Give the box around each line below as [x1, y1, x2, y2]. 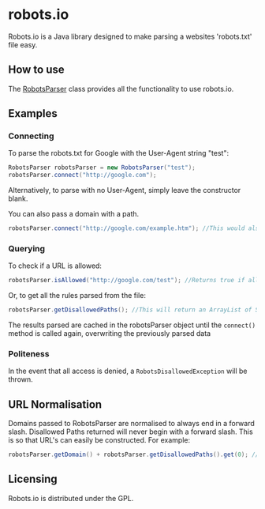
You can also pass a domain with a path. [8, 209, 140, 219]
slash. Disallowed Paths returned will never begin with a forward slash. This [8, 427, 254, 436]
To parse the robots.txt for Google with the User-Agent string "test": [8, 149, 230, 158]
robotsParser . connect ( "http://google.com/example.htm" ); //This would [8, 224, 245, 232]
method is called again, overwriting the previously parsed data [8, 329, 211, 338]
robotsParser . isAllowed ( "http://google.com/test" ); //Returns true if [8, 277, 245, 285]
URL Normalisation [8, 398, 103, 411]
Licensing [8, 473, 58, 486]
